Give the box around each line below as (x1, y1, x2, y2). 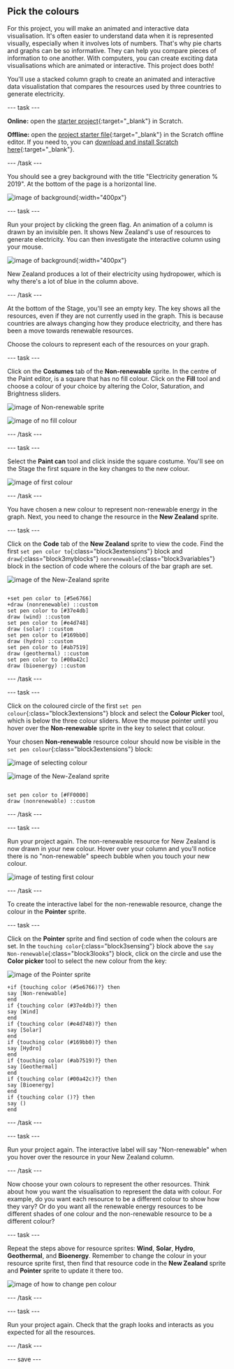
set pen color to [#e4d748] (7, 619, 89, 626)
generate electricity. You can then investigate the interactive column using (7, 235, 221, 243)
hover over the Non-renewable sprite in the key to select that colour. (7, 723, 205, 732)
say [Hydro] (7, 1045, 42, 1052)
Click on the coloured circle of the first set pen (7, 702, 142, 710)
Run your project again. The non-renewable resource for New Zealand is (7, 836, 216, 845)
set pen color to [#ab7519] (7, 644, 89, 651)
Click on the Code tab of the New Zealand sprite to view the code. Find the (7, 539, 224, 548)
